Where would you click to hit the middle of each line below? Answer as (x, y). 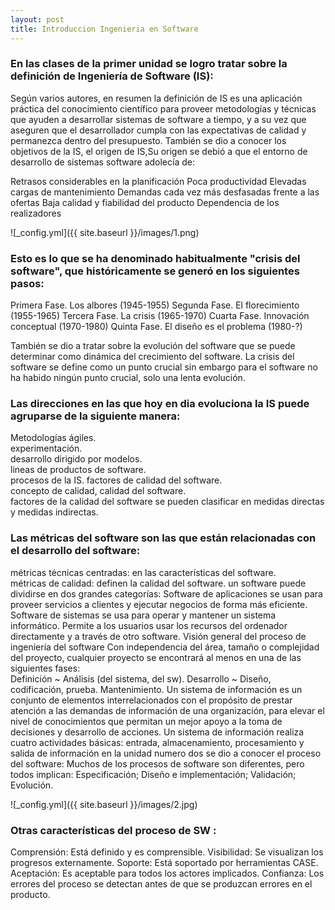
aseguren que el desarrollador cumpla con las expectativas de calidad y (158, 130)
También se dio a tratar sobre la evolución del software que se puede (153, 346)
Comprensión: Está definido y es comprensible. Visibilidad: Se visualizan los (167, 852)
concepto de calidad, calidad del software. (98, 491)
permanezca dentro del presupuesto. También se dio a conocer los (148, 140)
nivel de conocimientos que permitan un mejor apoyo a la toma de (146, 721)
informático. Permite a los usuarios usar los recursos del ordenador (149, 625)
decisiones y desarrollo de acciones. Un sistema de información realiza (157, 732)
